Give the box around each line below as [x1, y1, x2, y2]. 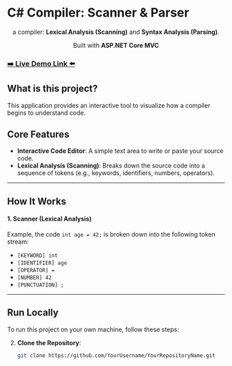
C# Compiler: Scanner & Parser [7, 5, 190, 21]
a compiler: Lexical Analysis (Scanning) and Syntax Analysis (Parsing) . [12, 28, 220, 36]
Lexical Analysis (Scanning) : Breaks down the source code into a [17, 161, 206, 170]
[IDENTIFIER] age [17, 259, 68, 267]
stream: [7, 237, 29, 246]
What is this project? [7, 83, 98, 95]
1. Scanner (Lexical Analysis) [7, 214, 92, 223]
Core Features [7, 129, 70, 140]
